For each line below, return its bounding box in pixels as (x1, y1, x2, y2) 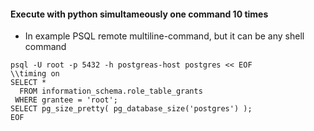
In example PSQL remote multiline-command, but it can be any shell (24, 30, 305, 42)
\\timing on (10, 69, 60, 79)
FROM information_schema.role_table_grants (19, 86, 203, 97)
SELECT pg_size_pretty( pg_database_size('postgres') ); (10, 104, 253, 114)
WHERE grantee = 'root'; (14, 95, 118, 105)
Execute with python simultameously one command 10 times (10, 8, 269, 20)
